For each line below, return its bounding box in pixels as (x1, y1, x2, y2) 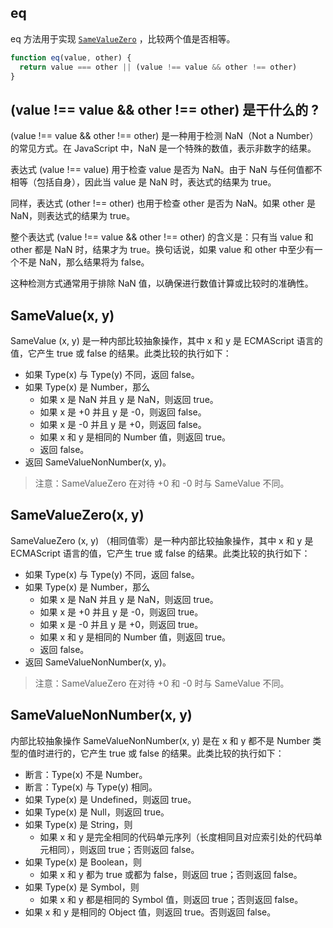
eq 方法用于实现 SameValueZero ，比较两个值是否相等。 (10, 32, 236, 45)
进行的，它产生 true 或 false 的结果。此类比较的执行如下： (44, 747, 285, 759)
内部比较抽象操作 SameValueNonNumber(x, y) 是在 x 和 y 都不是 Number (10, 734, 311, 746)
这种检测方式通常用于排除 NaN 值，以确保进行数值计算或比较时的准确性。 (10, 277, 314, 290)
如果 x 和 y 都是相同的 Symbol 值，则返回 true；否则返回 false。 (39, 893, 304, 905)
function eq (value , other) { (10, 52, 132, 63)
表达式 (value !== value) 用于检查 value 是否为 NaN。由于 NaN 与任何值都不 (10, 164, 323, 176)
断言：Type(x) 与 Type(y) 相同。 (24, 781, 158, 793)
